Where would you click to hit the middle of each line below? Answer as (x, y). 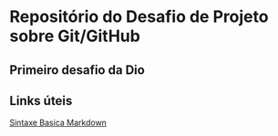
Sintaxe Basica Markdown (58, 123)
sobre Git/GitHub (75, 36)
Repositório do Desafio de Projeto (139, 17)
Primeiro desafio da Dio (77, 70)
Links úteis (41, 101)
